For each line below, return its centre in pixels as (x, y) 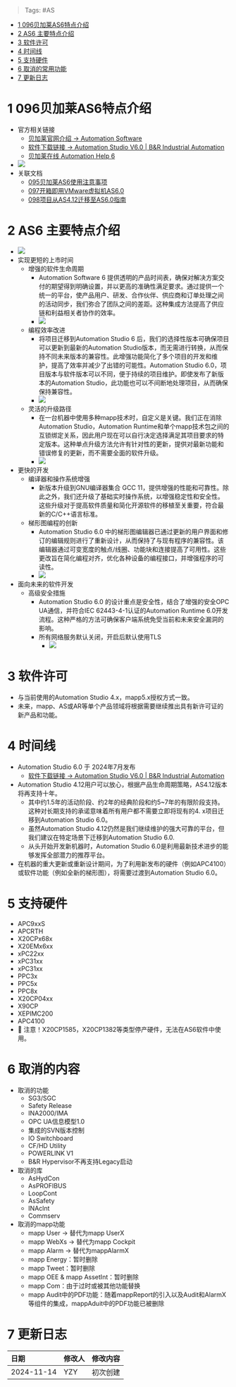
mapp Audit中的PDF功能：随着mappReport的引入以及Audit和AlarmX (127, 1294)
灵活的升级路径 (50, 409)
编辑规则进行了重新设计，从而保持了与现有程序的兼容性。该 (137, 540)
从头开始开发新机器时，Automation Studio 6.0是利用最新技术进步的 (125, 846)
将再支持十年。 (39, 793)
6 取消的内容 (44, 1069)
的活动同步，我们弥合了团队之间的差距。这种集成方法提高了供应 (131, 304)
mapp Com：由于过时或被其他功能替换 (84, 1286)
